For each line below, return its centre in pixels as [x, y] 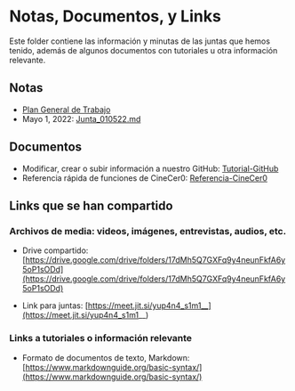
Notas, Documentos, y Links [116, 16]
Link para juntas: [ [55, 305]
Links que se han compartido [91, 205]
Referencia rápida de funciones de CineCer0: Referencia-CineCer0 [145, 178]
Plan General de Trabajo [66, 110]
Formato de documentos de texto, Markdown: [106, 357]
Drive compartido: [55, 250]
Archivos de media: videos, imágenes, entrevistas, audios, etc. [148, 231]
